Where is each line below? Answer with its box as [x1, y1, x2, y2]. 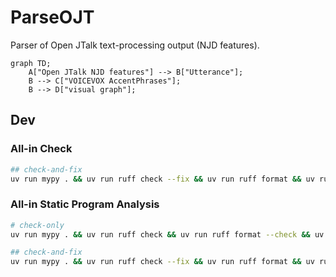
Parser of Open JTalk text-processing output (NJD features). [10, 39, 260, 51]
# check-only [10, 220, 65, 230]
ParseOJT [10, 6, 95, 29]
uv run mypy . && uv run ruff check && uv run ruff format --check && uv [10, 229, 325, 240]
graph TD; [10, 58, 52, 68]
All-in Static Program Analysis [10, 197, 160, 211]
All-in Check [10, 142, 73, 156]
